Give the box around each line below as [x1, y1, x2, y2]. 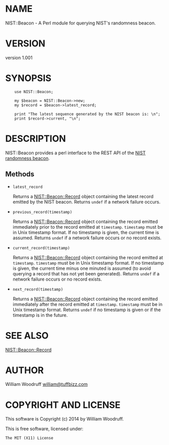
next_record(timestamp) [12, 287, 64, 292]
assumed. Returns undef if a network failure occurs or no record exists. [12, 235, 162, 241]
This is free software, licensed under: [5, 426, 83, 432]
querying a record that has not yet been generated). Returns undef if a [12, 270, 160, 276]
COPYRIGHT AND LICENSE [5, 399, 121, 410]
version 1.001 [5, 54, 33, 61]
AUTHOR [5, 365, 44, 376]
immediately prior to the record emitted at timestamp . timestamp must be [12, 224, 163, 230]
